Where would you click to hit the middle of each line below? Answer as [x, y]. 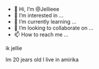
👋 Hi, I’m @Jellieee [37, 9]
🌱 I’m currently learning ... [45, 22]
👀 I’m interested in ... [39, 15]
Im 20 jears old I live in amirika [42, 60]
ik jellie [14, 48]
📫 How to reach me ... [41, 34]
